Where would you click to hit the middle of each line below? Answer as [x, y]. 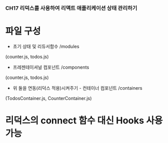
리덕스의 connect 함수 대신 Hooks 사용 [84, 121]
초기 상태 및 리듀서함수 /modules [46, 46]
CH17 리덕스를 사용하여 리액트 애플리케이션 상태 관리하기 [71, 8]
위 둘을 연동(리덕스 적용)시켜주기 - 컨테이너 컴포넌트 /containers [78, 88]
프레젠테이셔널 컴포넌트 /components [51, 67]
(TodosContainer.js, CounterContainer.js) [49, 98]
